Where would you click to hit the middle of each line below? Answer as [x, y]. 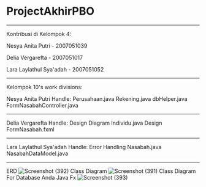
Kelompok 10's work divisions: [44, 87]
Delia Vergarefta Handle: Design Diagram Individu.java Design [84, 123]
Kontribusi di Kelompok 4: [39, 34]
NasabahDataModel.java [37, 153]
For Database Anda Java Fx [41, 177]
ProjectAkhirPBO [51, 11]
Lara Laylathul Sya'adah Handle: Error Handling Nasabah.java [84, 147]
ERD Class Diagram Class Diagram [101, 171]
